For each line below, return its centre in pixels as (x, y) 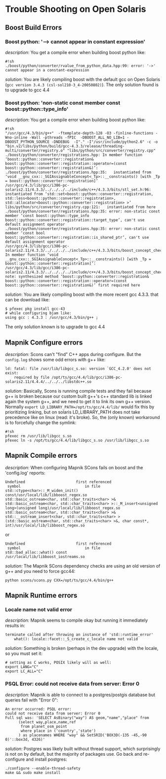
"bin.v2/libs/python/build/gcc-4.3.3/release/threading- (65, 146)
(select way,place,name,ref (47, 722)
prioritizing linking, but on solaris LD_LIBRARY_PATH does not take (73, 412)
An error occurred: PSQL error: (38, 709)
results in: (15, 626)
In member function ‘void (32, 255)
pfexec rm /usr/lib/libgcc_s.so (38, 436)
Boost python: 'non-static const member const (63, 103)
